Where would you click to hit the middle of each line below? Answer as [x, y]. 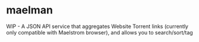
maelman [30, 10]
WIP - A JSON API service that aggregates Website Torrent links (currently [97, 26]
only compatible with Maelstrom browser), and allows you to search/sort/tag [99, 32]
